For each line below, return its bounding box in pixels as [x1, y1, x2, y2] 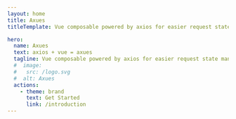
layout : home [7, 10, 46, 17]
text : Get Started [25, 94, 80, 101]
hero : [7, 36, 23, 43]
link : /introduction [25, 101, 86, 108]
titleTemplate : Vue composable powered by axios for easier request [7, 23, 212, 30]
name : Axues [13, 43, 49, 50]
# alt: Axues [13, 75, 55, 82]
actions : [13, 81, 39, 88]
